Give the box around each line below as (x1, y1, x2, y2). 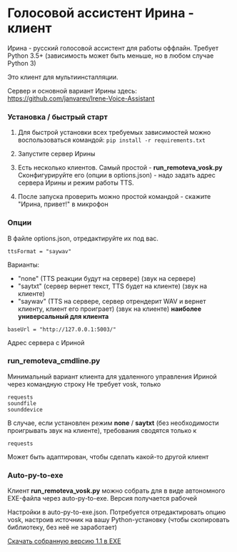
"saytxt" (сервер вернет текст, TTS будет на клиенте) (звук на (17, 282, 208, 290)
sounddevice (7, 406, 43, 413)
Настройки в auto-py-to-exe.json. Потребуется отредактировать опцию (7, 508, 226, 516)
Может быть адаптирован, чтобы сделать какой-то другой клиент (7, 452, 209, 461)
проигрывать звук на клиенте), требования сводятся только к (7, 426, 197, 434)
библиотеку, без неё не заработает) (7, 523, 118, 532)
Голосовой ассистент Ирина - (7, 5, 194, 21)
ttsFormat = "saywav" (7, 247, 72, 255)
